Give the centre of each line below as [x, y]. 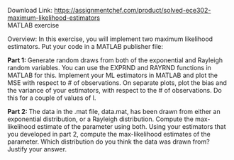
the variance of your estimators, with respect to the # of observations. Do [115, 90]
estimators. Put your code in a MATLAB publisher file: [85, 46]
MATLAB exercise [33, 25]
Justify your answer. [37, 149]
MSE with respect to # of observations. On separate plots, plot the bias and [117, 83]
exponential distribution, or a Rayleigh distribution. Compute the [100, 119]
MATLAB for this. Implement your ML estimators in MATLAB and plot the [113, 75]
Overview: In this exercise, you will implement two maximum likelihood [110, 39]
